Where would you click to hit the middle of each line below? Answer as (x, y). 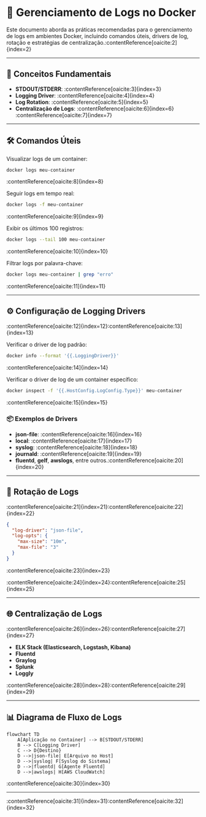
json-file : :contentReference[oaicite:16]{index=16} (78, 434)
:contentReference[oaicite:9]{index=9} (55, 217)
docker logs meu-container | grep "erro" (60, 275)
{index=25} (21, 589)
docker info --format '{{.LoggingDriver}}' (63, 355)
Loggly (24, 673)
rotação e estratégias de (37, 42)
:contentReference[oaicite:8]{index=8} (55, 182)
